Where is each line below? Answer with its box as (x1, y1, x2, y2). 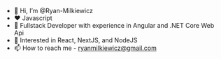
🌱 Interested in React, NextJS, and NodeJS (13, 36, 138, 44)
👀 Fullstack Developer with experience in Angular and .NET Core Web (13, 22, 215, 29)
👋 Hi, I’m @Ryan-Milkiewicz (13, 7, 93, 15)
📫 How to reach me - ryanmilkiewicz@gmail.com (13, 44, 157, 52)
